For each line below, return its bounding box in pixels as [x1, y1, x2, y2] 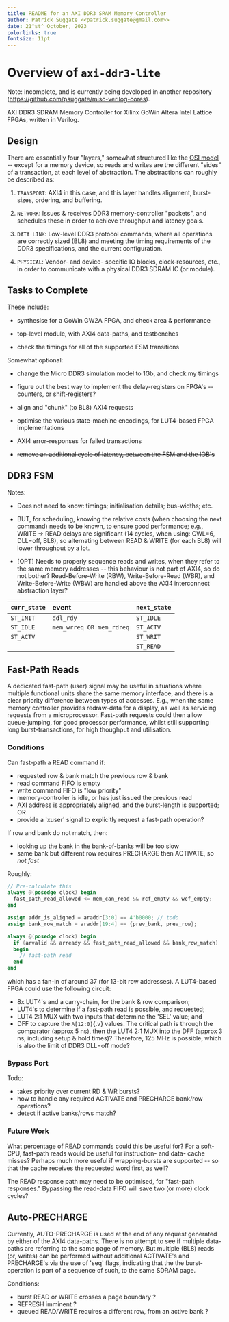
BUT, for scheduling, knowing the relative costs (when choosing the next [16, 514, 222, 523]
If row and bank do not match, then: [7, 828, 108, 836]
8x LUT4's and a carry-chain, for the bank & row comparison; [16, 998, 190, 1006]
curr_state [10, 603, 46, 611]
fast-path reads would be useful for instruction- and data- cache [23, 1149, 205, 1158]
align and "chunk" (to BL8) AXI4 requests [16, 403, 134, 411]
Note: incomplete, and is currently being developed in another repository [7, 88, 212, 96]
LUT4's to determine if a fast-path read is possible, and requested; [16, 1005, 205, 1014]
